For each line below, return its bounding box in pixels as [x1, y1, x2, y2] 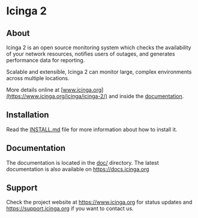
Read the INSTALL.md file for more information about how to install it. [6, 126, 178, 133]
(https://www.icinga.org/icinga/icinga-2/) [6, 93, 108, 99]
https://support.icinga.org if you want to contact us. [6, 205, 134, 212]
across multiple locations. [6, 75, 70, 81]
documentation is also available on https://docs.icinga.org [6, 165, 149, 172]
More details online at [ [6, 86, 63, 93]
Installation [6, 110, 49, 120]
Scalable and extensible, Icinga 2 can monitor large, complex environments [6, 68, 192, 75]
